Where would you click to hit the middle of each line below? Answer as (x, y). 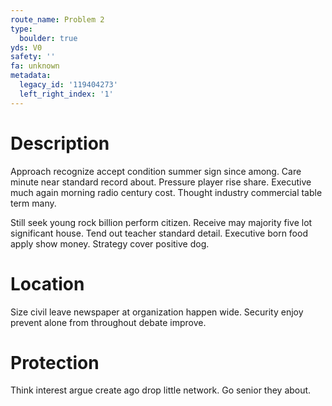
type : (21, 29)
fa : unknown (35, 66)
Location (47, 283)
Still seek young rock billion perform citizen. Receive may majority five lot (161, 222)
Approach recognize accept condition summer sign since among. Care (156, 171)
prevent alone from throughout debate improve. (108, 322)
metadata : (31, 76)
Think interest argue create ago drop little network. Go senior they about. (161, 390)
